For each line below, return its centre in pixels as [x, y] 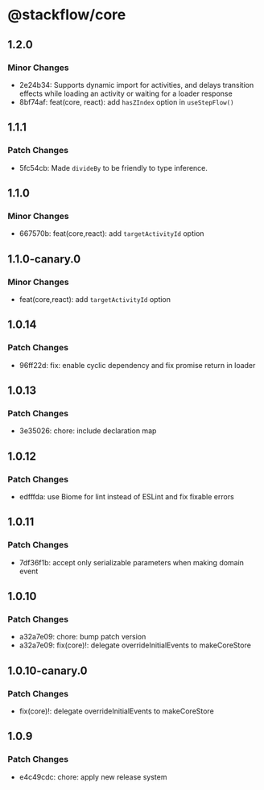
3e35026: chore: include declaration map [88, 431]
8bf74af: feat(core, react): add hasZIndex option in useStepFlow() [126, 101]
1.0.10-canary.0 [47, 670]
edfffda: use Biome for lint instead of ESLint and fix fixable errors [126, 496]
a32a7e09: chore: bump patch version [82, 637]
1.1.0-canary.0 [44, 259]
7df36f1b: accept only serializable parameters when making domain [132, 562]
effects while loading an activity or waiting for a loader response [126, 93]
